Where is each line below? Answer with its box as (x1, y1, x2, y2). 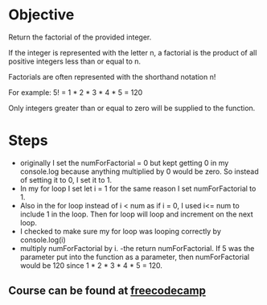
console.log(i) (19, 235, 66, 245)
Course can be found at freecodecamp (8, 284, 207, 298)
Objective (8, 6, 75, 24)
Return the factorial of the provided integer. (8, 32, 152, 42)
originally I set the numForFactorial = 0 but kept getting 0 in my (19, 158, 229, 167)
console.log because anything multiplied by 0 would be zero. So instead (19, 167, 259, 176)
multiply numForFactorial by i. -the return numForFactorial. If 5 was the (19, 243, 255, 253)
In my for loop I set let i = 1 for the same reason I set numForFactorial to (19, 183, 257, 193)
